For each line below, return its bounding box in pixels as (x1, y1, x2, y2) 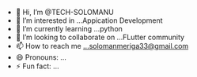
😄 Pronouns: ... (15, 53, 67, 62)
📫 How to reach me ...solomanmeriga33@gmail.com (15, 42, 189, 50)
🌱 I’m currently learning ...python (15, 24, 123, 33)
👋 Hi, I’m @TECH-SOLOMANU (15, 8, 115, 16)
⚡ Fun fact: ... (15, 61, 59, 71)
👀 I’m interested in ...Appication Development (15, 16, 164, 25)
